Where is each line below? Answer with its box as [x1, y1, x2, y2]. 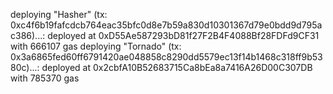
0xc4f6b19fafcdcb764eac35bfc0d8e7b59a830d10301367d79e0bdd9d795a [10, 19, 323, 31]
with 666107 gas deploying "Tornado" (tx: [10, 40, 182, 52]
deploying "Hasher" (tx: [10, 9, 108, 20]
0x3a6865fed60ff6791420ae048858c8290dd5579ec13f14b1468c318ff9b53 [10, 51, 323, 63]
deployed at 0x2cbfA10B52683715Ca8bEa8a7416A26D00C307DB [41, 62, 313, 73]
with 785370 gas [10, 72, 80, 84]
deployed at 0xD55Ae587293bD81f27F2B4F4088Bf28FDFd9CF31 [47, 30, 320, 41]
